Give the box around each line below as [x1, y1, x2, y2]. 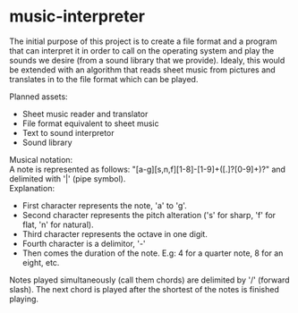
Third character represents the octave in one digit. [21, 228, 208, 239]
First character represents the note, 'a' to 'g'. [21, 199, 188, 211]
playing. [9, 293, 38, 304]
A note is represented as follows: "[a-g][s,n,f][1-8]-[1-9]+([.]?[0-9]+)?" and [9, 164, 286, 174]
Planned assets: [9, 91, 69, 102]
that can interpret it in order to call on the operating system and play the [9, 45, 275, 55]
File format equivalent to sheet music [21, 118, 159, 129]
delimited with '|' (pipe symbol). [9, 173, 126, 184]
